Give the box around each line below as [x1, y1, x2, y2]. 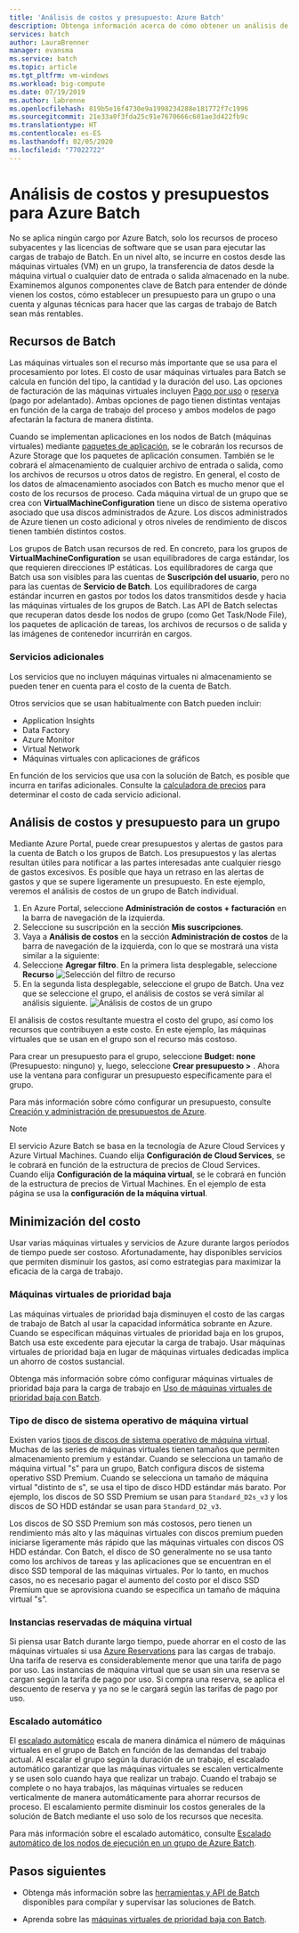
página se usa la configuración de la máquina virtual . [9, 1188, 207, 1199]
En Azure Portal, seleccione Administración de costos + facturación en [21, 903, 287, 914]
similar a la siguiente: [21, 950, 100, 961]
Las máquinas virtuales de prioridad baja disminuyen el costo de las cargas [9, 1309, 285, 1319]
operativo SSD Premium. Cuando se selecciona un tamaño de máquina [9, 1472, 269, 1483]
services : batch [9, 29, 69, 38]
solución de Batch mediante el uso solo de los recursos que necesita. [9, 1811, 264, 1822]
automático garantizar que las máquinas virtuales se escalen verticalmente [9, 1764, 284, 1774]
